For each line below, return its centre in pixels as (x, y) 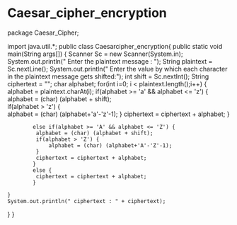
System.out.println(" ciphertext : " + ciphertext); (87, 201)
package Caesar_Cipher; (43, 33)
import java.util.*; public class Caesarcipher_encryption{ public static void (115, 46)
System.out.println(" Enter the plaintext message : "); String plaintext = (110, 61)
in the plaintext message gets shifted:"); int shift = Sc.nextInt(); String (108, 76)
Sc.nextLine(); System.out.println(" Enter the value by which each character (117, 69)
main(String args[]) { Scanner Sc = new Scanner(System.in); (95, 54)
